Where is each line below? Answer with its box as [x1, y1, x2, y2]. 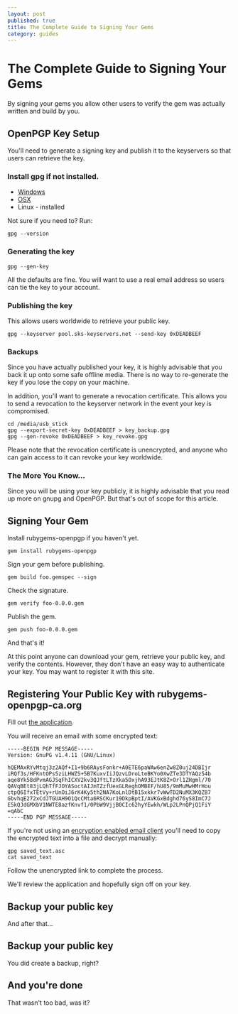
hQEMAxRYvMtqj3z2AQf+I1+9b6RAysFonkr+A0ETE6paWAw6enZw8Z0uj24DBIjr [7, 764, 212, 771]
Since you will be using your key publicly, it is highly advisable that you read [7, 487, 229, 496]
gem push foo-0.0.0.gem [7, 626, 78, 633]
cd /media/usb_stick [7, 420, 69, 428]
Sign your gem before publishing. [7, 560, 105, 569]
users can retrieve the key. [7, 154, 85, 162]
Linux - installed [17, 203, 65, 212]
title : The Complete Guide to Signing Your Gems [7, 23, 154, 31]
